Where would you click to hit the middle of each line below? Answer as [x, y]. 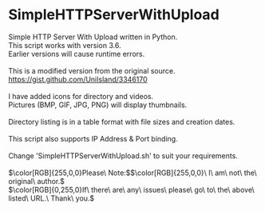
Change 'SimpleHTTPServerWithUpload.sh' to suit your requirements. [123, 155]
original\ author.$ [37, 181]
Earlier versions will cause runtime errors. [77, 54]
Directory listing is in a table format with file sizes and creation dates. [122, 121]
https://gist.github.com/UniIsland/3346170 [78, 79]
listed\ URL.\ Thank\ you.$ [51, 198]
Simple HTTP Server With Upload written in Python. [93, 37]
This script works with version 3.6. [65, 45]
